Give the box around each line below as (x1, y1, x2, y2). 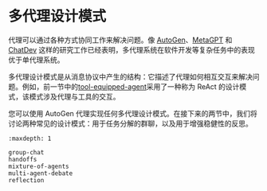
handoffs (8, 155, 37, 163)
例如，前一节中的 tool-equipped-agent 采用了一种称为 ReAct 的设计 (22, 81, 240, 92)
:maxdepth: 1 (8, 134, 52, 142)
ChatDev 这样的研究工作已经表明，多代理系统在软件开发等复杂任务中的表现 (8, 45, 255, 54)
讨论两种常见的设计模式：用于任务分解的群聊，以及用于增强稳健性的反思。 (8, 119, 253, 128)
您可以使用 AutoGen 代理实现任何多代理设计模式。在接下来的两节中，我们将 (8, 108, 257, 118)
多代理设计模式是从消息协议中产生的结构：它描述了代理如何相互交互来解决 (8, 72, 253, 81)
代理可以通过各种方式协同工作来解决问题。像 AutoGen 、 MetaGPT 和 (8, 35, 233, 45)
